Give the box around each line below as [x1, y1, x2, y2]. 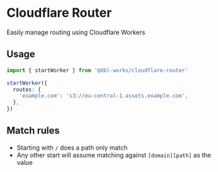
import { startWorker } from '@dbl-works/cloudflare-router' [6, 66, 189, 74]
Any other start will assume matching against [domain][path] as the [16, 150, 212, 159]
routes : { [13, 86, 41, 93]
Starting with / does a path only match [16, 143, 128, 152]
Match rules [6, 124, 60, 137]
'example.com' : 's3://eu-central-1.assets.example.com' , [19, 92, 189, 99]
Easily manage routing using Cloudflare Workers [6, 28, 146, 36]
